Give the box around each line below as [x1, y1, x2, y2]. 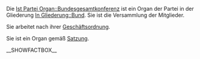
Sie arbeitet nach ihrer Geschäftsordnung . [6, 23, 110, 30]
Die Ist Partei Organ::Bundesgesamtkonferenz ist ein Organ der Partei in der [6, 5, 195, 12]
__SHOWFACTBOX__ [6, 46, 57, 54]
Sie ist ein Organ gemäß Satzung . [6, 35, 89, 42]
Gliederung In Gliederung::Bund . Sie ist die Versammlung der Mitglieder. [6, 11, 185, 19]
